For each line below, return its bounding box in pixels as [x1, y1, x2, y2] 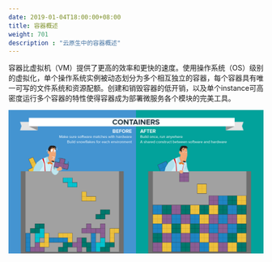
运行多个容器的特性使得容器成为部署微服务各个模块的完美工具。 [22, 93, 236, 103]
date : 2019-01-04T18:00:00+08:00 [8, 13, 121, 21]
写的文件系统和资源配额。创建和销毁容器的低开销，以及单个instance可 [22, 84, 257, 93]
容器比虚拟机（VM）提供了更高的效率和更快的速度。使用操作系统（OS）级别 [8, 63, 264, 73]
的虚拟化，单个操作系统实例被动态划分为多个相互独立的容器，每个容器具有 [8, 73, 257, 83]
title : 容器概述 [8, 21, 58, 30]
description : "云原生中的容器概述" [8, 39, 121, 47]
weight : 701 [8, 30, 49, 38]
